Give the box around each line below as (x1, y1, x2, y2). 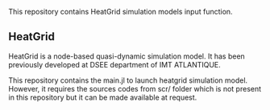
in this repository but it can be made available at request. (8, 92, 197, 102)
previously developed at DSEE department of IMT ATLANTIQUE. (8, 59, 222, 69)
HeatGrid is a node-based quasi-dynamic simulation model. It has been (8, 51, 246, 61)
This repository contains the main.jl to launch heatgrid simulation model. (8, 75, 248, 85)
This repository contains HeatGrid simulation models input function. (8, 7, 233, 16)
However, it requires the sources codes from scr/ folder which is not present (8, 84, 262, 93)
